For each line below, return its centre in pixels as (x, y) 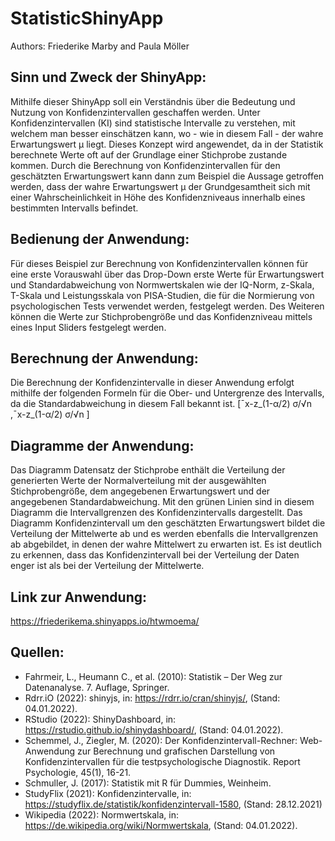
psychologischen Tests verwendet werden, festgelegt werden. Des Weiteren (167, 306)
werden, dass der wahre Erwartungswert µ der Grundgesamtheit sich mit (160, 186)
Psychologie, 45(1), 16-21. (78, 772)
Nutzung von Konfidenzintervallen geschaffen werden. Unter (135, 112)
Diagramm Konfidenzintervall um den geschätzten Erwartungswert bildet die (168, 523)
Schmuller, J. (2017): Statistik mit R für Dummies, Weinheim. (148, 783)
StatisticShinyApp (87, 18)
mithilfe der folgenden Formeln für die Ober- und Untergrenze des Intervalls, (167, 393)
